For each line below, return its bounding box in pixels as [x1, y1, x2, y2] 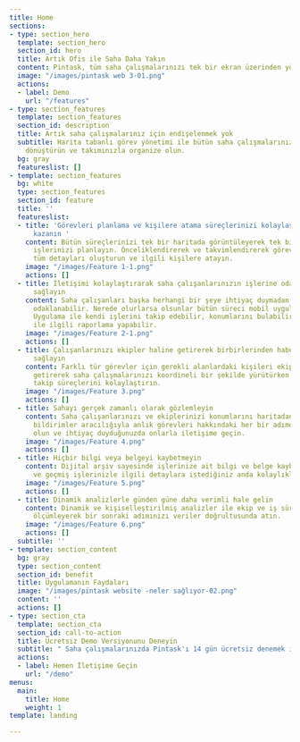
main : [17, 686, 38, 696]
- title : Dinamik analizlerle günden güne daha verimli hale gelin [17, 495, 274, 504]
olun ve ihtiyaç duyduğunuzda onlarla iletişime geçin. [32, 428, 246, 438]
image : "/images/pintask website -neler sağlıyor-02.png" [17, 586, 238, 595]
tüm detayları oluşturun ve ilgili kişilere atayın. [32, 254, 234, 264]
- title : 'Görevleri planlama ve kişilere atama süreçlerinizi [17, 221, 257, 230]
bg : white [17, 180, 54, 189]
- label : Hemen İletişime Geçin [17, 662, 138, 670]
